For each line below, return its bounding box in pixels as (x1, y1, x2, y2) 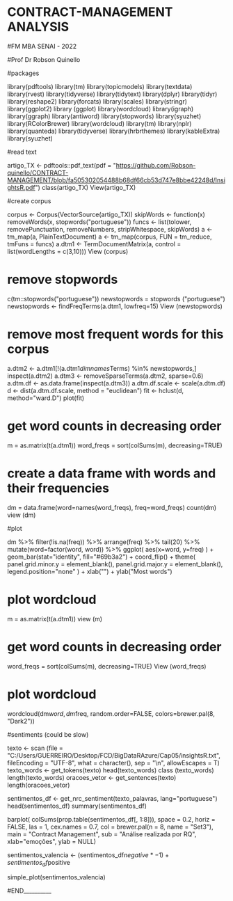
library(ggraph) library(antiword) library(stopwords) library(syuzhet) (7, 112, 202, 120)
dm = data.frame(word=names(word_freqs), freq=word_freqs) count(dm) (7, 503, 217, 511)
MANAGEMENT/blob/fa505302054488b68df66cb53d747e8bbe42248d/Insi (7, 175, 226, 184)
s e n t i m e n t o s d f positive (7, 858, 71, 868)
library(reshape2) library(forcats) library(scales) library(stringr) (7, 97, 188, 105)
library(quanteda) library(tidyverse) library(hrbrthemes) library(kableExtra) (7, 127, 220, 135)
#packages (7, 69, 40, 77)
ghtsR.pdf (7, 183, 36, 191)
